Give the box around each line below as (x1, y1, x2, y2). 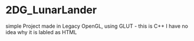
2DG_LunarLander (5, 3, 97, 17)
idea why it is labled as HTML (5, 28, 77, 35)
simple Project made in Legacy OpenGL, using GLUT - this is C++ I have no (5, 23, 189, 29)
